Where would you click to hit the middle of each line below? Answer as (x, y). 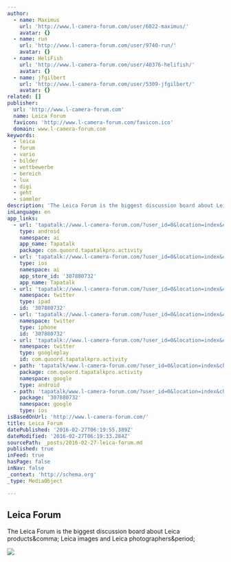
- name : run (31, 39)
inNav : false (26, 468)
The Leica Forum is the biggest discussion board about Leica (93, 532)
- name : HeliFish (38, 59)
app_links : (23, 218)
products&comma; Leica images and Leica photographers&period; (101, 539)
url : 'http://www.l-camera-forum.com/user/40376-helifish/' (107, 65)
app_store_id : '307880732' (58, 276)
